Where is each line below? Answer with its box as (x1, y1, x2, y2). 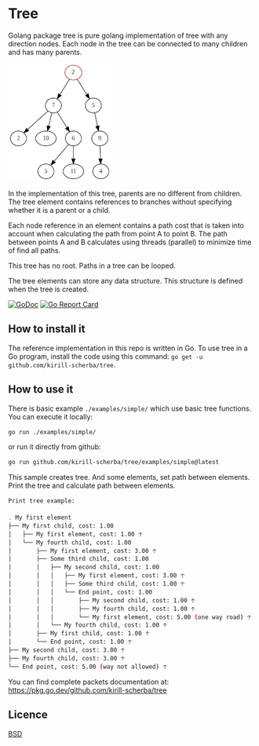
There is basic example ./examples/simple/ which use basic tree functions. (8, 404, 252, 413)
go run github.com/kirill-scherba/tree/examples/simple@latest (8, 459, 220, 466)
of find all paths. (8, 245, 61, 255)
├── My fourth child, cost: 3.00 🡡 (8, 654, 126, 662)
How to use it (8, 382, 74, 397)
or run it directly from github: (8, 442, 101, 452)
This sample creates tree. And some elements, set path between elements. (8, 473, 250, 482)
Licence (8, 708, 49, 722)
